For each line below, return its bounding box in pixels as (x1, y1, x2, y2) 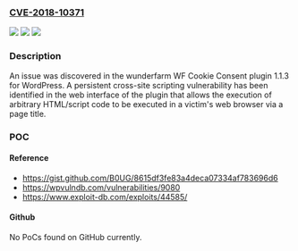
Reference (9, 153, 49, 163)
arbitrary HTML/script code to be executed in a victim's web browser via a (9, 98, 284, 109)
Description (9, 50, 62, 63)
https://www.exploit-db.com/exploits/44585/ (21, 191, 188, 202)
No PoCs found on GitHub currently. (9, 231, 142, 242)
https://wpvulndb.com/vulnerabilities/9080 (21, 181, 181, 193)
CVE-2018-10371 (9, 6, 85, 19)
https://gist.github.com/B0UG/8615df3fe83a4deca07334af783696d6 (21, 172, 279, 183)
